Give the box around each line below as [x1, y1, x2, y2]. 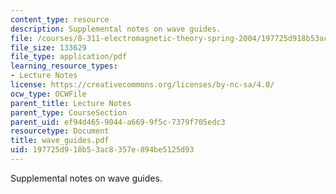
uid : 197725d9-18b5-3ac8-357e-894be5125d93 [10, 145, 195, 155]
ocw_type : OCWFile [10, 89, 87, 99]
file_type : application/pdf [10, 52, 128, 62]
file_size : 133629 [10, 42, 87, 53]
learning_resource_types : [10, 61, 118, 71]
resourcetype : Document [10, 126, 110, 136]
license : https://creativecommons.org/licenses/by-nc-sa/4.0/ [10, 80, 275, 90]
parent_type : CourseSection [10, 107, 128, 118]
